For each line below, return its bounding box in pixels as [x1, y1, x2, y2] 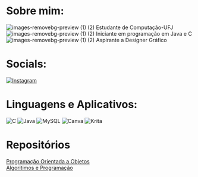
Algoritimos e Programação [6, 164, 73, 171]
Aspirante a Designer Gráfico [96, 36, 168, 43]
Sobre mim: [6, 4, 64, 18]
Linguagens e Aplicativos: [6, 98, 138, 111]
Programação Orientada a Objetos [6, 157, 90, 165]
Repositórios [6, 138, 70, 151]
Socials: [6, 58, 47, 71]
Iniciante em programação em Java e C [96, 30, 192, 37]
